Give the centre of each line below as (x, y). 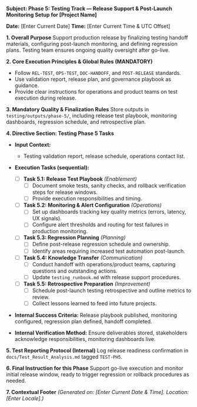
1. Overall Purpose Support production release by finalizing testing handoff (97, 37)
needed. (16, 380)
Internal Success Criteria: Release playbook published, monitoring (96, 315)
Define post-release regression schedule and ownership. (101, 244)
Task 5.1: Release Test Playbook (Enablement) (80, 179)
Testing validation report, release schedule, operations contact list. (104, 156)
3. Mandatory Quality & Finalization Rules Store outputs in (78, 109)
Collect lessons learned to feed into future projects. (94, 303)
